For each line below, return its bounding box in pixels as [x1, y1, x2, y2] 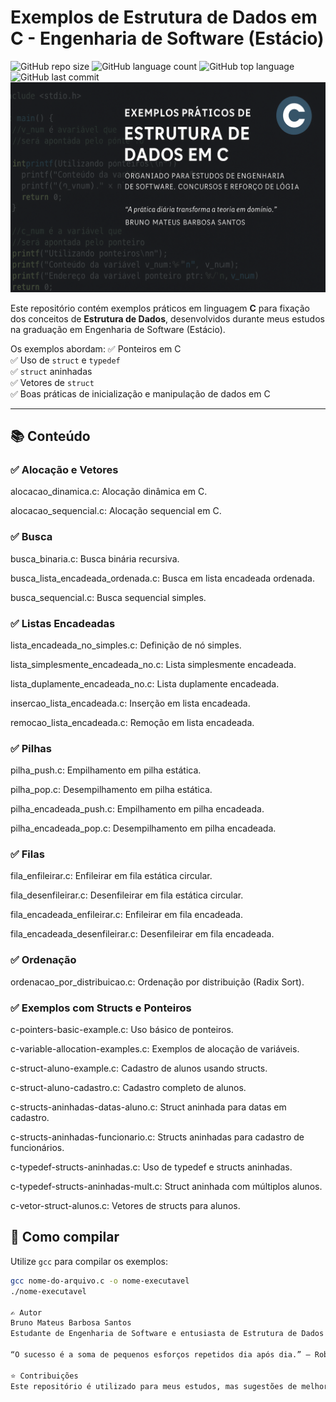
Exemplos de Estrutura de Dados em [10, 6, 318, 29]
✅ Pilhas [10, 741, 53, 755]
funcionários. [10, 1142, 65, 1154]
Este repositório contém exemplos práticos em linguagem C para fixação [10, 302, 310, 314]
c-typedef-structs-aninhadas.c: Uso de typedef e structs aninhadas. [10, 1161, 293, 1173]
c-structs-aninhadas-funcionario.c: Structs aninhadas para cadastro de [10, 1131, 305, 1143]
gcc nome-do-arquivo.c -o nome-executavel [10, 1276, 190, 1286]
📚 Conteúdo [10, 428, 91, 445]
